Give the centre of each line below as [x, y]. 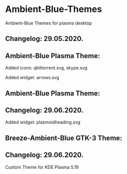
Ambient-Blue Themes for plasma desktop [49, 23]
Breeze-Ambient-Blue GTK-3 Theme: [64, 138]
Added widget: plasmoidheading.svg [43, 122]
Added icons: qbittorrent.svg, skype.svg [46, 68]
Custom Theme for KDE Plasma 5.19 [42, 167]
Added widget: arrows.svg [32, 77]
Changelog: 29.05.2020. [44, 39]
